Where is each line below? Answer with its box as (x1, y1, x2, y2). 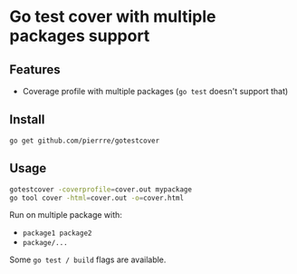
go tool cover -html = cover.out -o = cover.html (9, 193, 184, 202)
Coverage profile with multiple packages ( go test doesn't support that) (22, 86, 289, 96)
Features (9, 62, 61, 77)
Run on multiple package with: (9, 210, 122, 220)
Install (9, 112, 45, 128)
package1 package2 (22, 229, 92, 238)
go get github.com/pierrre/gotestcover (9, 136, 160, 145)
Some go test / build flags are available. (9, 254, 167, 265)
